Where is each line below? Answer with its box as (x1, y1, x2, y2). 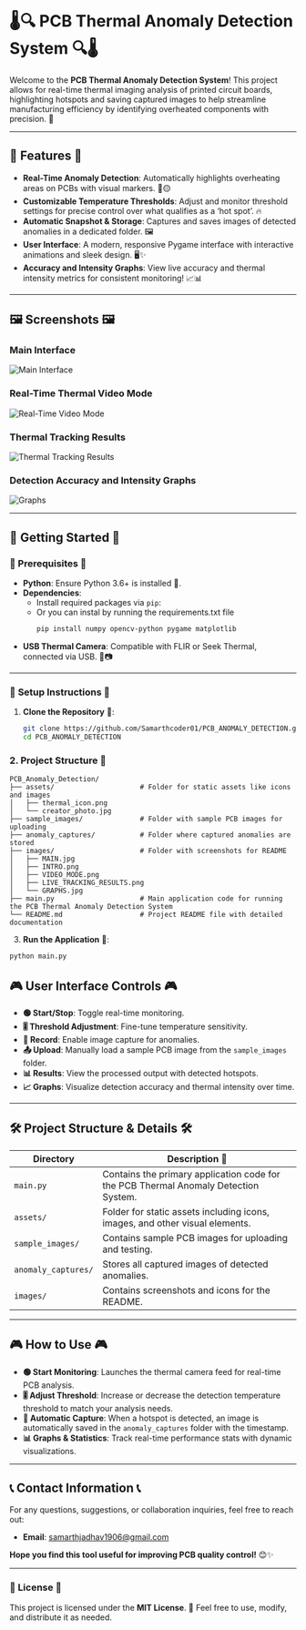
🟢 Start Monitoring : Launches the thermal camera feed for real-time (22, 1366, 281, 1377)
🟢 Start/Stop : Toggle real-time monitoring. (22, 1007, 185, 1018)
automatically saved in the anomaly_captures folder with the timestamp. (22, 1421, 290, 1433)
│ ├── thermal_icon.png (9, 799, 107, 808)
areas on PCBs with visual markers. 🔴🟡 (22, 182, 171, 193)
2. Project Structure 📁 (9, 754, 107, 767)
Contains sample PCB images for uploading (102, 1231, 289, 1244)
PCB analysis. (22, 1380, 75, 1391)
